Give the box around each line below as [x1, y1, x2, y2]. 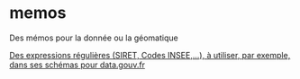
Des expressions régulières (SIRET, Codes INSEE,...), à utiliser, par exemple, [9, 49, 291, 60]
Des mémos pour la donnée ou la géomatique [9, 32, 178, 43]
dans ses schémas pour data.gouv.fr [9, 59, 146, 70]
